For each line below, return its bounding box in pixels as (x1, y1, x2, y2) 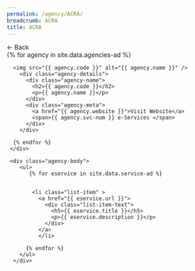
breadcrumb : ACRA (6, 17, 58, 24)
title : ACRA (6, 23, 42, 31)
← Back (6, 43, 29, 52)
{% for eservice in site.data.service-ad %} (28, 170, 162, 178)
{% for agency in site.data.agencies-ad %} (6, 51, 132, 59)
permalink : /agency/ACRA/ (6, 10, 83, 18)
